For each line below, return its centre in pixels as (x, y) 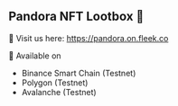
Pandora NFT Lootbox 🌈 (76, 17)
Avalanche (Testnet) (59, 92)
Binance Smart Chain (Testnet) (79, 73)
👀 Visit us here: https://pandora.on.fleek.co (89, 38)
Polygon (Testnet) (55, 83)
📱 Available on (35, 56)
